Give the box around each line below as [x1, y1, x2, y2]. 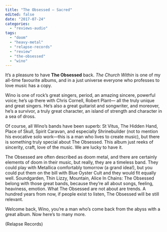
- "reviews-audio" [9, 26, 48, 31]
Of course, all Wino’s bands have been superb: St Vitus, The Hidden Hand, [5, 123, 158, 129]
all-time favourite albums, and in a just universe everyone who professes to [5, 77, 160, 83]
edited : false [5, 12, 35, 17]
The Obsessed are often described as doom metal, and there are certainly [5, 154, 157, 160]
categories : [5, 21, 30, 26]
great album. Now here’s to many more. [5, 212, 86, 218]
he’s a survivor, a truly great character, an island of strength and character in [5, 108, 162, 114]
